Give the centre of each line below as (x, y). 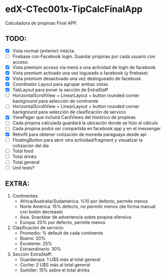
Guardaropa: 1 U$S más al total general (60, 259)
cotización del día (30, 145)
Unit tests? (23, 168)
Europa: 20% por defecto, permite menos (63, 222)
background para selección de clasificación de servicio (69, 112)
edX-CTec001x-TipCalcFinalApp (74, 9)
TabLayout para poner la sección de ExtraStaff (60, 90)
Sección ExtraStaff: (32, 254)
